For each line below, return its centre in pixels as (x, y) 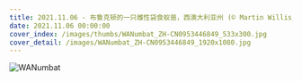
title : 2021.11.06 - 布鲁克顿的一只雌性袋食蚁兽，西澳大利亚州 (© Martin (137, 17)
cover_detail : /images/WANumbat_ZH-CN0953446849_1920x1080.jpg (130, 42)
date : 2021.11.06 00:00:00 (60, 26)
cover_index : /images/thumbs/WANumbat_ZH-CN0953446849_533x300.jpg (138, 34)
